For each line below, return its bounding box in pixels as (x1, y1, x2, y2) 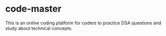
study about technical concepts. (5, 25, 73, 31)
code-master (5, 3, 62, 15)
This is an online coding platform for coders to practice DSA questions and (5, 20, 161, 26)
